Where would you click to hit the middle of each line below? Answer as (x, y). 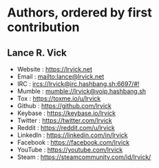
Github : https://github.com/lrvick (64, 106)
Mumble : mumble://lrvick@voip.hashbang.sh (82, 91)
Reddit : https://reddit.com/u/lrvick (66, 128)
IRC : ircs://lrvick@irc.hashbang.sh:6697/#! (78, 84)
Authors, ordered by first (80, 13)
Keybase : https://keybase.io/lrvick (66, 113)
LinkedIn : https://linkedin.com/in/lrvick (73, 135)
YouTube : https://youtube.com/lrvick (70, 150)
